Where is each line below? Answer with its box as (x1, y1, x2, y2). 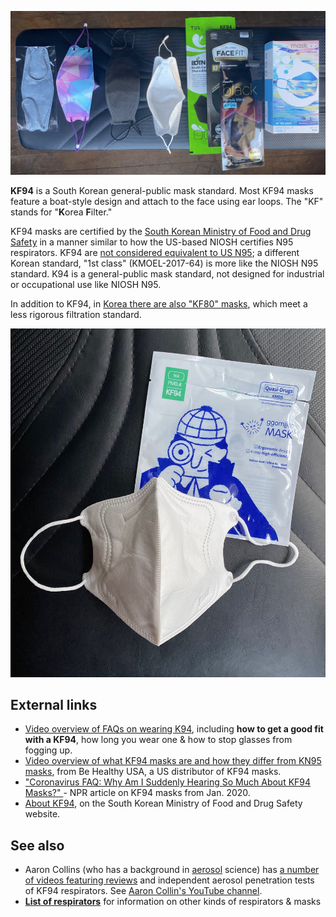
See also (10, 837, 65, 854)
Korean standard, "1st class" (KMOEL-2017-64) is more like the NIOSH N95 (10, 257, 319, 270)
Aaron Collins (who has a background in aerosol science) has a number (24, 864, 320, 876)
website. (24, 808, 61, 820)
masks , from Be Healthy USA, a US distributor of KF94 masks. (24, 766, 282, 778)
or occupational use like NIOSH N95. (10, 279, 162, 291)
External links (10, 697, 98, 714)
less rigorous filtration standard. (10, 309, 142, 321)
